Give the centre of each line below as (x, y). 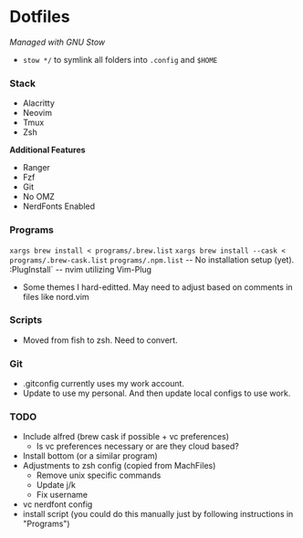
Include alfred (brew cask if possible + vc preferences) (126, 437)
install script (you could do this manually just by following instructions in (158, 514)
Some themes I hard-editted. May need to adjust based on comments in (158, 287)
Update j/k (56, 485)
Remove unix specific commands (99, 475)
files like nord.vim (56, 296)
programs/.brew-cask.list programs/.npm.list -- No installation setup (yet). (152, 259)
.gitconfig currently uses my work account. (104, 384)
